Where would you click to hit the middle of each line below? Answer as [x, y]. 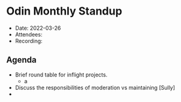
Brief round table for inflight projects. [61, 75]
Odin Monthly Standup [64, 11]
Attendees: [28, 34]
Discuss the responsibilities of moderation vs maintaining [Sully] [95, 87]
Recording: [29, 41]
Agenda [21, 60]
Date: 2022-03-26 [38, 28]
